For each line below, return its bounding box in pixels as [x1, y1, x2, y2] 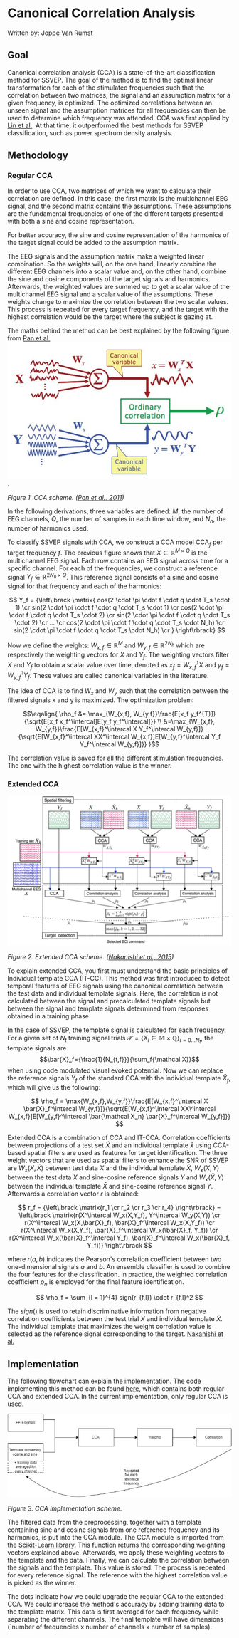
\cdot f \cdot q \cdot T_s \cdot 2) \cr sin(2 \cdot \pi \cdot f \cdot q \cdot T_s [9, 611, 230, 620]
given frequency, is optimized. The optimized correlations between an [7, 98, 212, 107]
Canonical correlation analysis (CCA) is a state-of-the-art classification [7, 68, 216, 76]
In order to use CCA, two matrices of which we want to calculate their [7, 187, 211, 195]
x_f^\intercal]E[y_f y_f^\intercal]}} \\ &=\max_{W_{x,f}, [59, 717, 216, 726]
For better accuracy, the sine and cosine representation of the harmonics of [7, 231, 230, 239]
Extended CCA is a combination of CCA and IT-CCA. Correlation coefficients [7, 1133, 231, 1142]
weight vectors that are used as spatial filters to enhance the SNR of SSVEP [7, 1156, 229, 1164]
